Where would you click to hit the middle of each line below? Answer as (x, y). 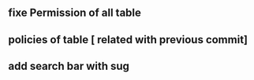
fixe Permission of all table (75, 13)
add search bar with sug (69, 66)
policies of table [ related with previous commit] (128, 40)
